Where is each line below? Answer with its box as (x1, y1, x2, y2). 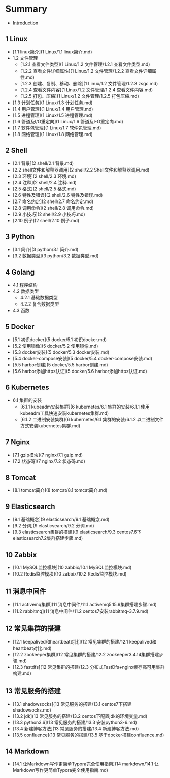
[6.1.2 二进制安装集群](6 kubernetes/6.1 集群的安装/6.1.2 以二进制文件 (20, 416, 164, 422)
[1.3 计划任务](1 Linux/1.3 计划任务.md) (12, 99, 93, 106)
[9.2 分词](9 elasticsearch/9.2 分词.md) (12, 523, 95, 529)
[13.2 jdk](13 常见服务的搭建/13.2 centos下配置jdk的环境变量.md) (12, 713, 148, 719)
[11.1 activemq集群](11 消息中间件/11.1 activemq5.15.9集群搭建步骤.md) (12, 601, 157, 607)
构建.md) (12, 670, 31, 676)
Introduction (12, 20, 39, 26)
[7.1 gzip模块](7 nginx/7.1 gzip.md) (12, 452, 83, 458)
